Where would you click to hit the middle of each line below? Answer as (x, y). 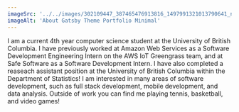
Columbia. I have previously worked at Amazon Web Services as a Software (118, 48)
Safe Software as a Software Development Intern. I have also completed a (116, 63)
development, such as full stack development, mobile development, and (113, 86)
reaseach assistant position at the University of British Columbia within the (116, 71)
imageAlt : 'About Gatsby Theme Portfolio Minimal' (84, 21)
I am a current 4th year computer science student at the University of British (119, 40)
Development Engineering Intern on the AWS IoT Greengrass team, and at (115, 56)
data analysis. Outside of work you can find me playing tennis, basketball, (115, 94)
